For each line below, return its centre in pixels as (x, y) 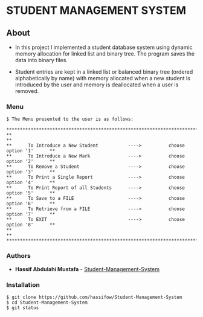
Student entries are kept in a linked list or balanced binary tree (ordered (104, 72)
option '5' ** (31, 193)
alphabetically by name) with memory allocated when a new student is (102, 78)
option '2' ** (31, 162)
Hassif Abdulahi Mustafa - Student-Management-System (87, 269)
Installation (23, 284)
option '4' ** (31, 183)
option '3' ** (31, 172)
